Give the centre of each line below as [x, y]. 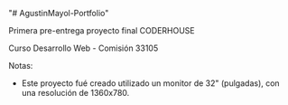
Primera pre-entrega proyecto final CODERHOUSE [102, 30]
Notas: [21, 66]
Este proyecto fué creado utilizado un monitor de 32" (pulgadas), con [151, 83]
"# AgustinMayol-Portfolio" [59, 13]
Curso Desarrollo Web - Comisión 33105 [84, 48]
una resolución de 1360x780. [75, 93]
